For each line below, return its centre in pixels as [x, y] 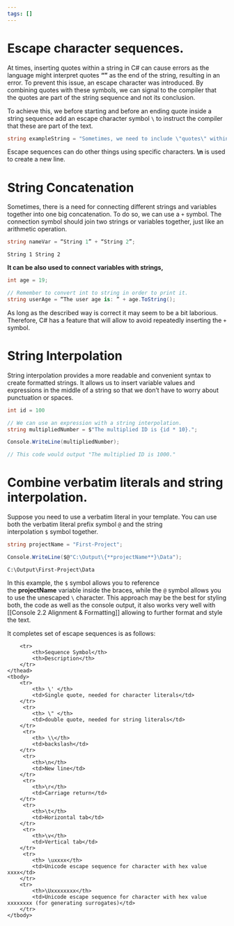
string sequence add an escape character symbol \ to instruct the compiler [115, 118]
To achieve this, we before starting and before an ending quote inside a [110, 111]
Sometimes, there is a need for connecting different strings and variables [112, 207]
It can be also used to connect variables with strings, [85, 268]
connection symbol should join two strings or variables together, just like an [116, 222]
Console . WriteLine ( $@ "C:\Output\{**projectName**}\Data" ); [95, 557]
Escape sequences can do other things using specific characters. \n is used [116, 152]
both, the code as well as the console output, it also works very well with [111, 605]
